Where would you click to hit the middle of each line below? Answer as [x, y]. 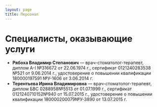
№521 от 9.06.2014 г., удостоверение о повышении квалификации [82, 73]
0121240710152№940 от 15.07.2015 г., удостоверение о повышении [82, 94]
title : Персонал [22, 14]
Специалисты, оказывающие [69, 39]
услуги [20, 49]
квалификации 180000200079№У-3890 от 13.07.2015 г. [70, 100]
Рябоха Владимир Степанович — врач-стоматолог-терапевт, [78, 63]
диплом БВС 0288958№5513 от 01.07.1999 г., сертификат [72, 89]
